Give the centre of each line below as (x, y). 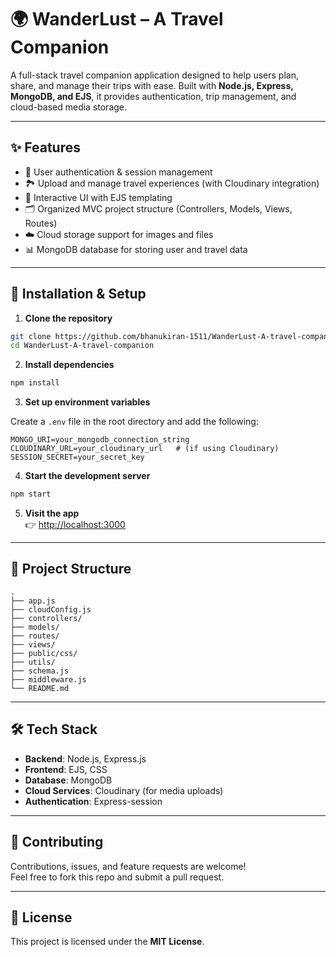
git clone (31, 336)
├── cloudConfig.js (51, 609)
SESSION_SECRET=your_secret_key (77, 457)
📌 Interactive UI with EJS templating (98, 197)
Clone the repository (68, 318)
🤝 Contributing (57, 842)
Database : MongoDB (68, 780)
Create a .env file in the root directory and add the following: (134, 422)
